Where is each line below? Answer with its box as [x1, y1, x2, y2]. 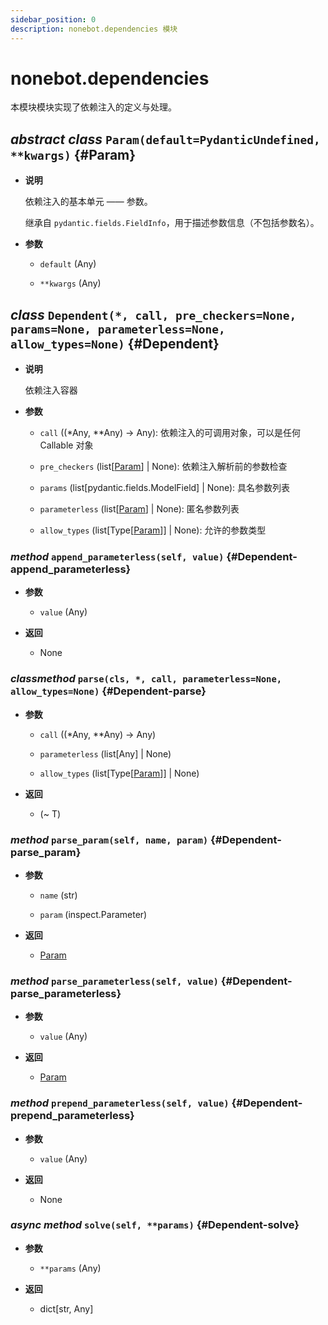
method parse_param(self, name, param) [10, 832, 209, 846]
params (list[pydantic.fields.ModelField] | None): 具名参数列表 [39, 482, 291, 494]
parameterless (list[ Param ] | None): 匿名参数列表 [39, 503, 240, 515]
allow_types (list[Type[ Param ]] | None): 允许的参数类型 [39, 524, 267, 536]
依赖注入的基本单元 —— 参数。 [24, 196, 153, 208]
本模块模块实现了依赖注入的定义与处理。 [10, 101, 177, 113]
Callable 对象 [39, 439, 94, 451]
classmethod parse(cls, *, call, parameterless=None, [10, 672, 283, 686]
